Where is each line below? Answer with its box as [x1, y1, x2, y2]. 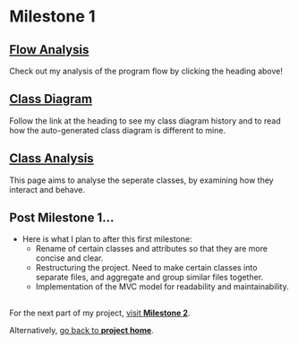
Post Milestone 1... [9, 211, 115, 226]
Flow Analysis [9, 42, 89, 57]
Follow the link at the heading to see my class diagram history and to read [9, 115, 281, 126]
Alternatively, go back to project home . [9, 324, 154, 335]
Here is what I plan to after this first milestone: [21, 234, 192, 245]
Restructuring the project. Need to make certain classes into [35, 262, 258, 273]
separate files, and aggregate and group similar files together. [35, 271, 264, 283]
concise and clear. [35, 253, 104, 263]
